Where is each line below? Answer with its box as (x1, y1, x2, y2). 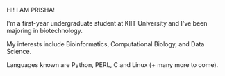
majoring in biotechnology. (6, 27, 83, 35)
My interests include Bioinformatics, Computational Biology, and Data (6, 40, 205, 48)
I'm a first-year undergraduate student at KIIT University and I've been (6, 19, 208, 27)
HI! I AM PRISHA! (6, 6, 55, 14)
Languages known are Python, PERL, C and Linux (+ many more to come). (6, 61, 219, 68)
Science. (6, 48, 32, 55)
